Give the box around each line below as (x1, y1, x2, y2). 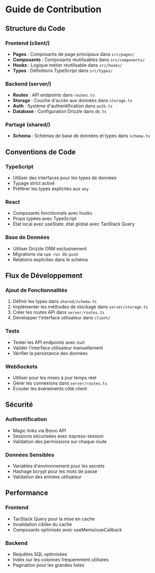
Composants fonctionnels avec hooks (12, 210, 93, 216)
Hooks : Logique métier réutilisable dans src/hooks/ (12, 62, 123, 68)
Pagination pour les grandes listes (12, 562, 84, 568)
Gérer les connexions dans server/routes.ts (12, 380, 107, 386)
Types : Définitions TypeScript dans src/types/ (12, 67, 113, 73)
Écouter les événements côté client (12, 386, 87, 392)
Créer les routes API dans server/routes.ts (12, 309, 105, 315)
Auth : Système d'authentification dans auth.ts (12, 103, 113, 109)
